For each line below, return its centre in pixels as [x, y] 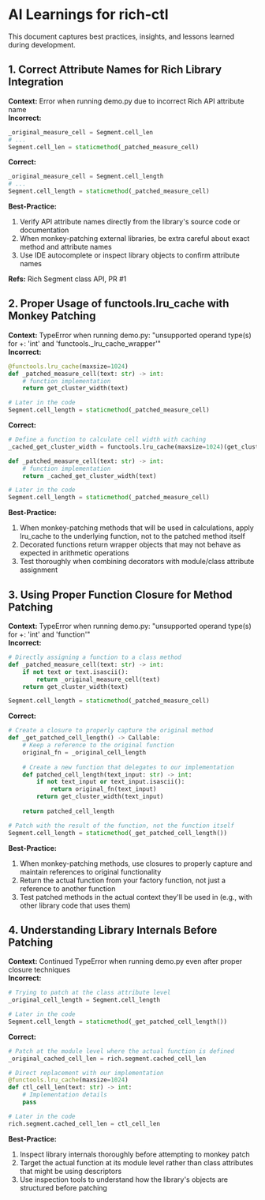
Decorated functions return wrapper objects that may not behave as [130, 545]
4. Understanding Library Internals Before [113, 930]
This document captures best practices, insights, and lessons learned [121, 36]
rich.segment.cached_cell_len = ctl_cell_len [84, 1123]
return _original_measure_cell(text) [98, 679]
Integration [36, 82]
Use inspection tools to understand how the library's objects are [124, 1179]
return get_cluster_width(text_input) [100, 797]
